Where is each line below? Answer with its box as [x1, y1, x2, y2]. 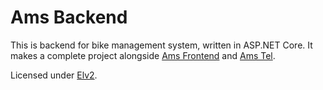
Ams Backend [10, 6, 128, 29]
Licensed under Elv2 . [10, 69, 98, 81]
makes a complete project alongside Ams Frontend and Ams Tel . [10, 49, 276, 61]
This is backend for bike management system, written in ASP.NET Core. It [10, 39, 313, 51]
